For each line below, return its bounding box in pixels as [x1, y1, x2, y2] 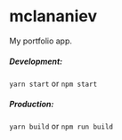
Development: [9, 56, 63, 66]
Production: [9, 98, 54, 109]
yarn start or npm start [9, 78, 98, 89]
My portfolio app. [9, 35, 73, 46]
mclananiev [9, 6, 98, 27]
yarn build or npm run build [9, 121, 114, 131]
